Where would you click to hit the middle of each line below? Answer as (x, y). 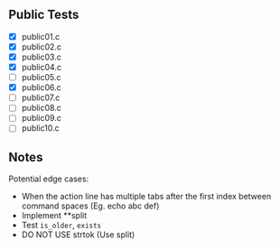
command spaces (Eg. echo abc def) (90, 206)
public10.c (40, 128)
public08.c (42, 108)
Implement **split (54, 216)
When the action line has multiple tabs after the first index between (146, 197)
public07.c (41, 97)
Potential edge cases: (49, 179)
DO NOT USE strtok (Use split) (78, 235)
